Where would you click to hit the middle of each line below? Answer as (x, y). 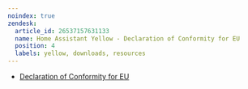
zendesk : (22, 23)
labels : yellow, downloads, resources (81, 53)
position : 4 (35, 46)
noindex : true (32, 16)
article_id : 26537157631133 (62, 31)
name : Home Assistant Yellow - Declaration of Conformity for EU (128, 38)
